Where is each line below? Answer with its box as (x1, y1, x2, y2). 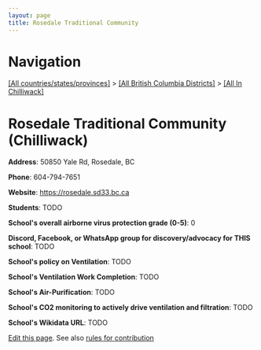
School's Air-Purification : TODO (8, 288, 116, 297)
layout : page (8, 11, 51, 20)
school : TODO (8, 241, 55, 252)
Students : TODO (8, 203, 63, 212)
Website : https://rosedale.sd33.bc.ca (8, 188, 130, 197)
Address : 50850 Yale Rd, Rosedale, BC (8, 157, 135, 167)
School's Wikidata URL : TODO (8, 318, 108, 327)
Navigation (8, 53, 81, 71)
